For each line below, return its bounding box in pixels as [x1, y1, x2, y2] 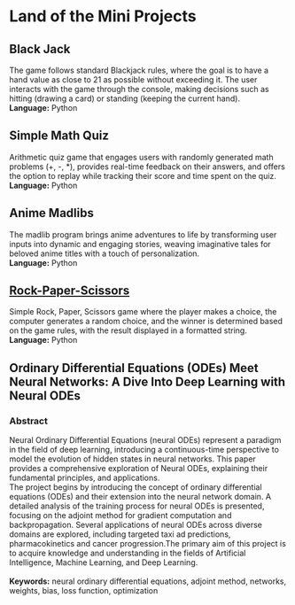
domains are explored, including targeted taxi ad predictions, [9, 529, 231, 539]
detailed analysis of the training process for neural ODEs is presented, [9, 500, 265, 511]
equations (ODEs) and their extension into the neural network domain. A [9, 492, 272, 502]
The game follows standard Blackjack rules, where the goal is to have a [9, 65, 268, 75]
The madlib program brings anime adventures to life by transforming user [9, 229, 277, 240]
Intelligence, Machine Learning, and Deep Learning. [9, 557, 198, 568]
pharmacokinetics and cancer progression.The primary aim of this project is [9, 539, 286, 549]
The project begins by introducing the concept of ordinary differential [9, 482, 263, 493]
